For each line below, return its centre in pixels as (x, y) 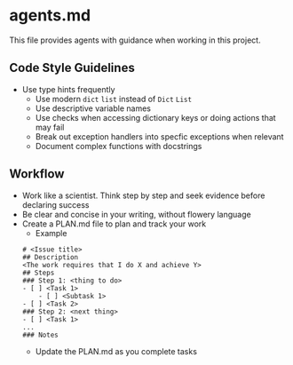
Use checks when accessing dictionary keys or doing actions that (156, 117)
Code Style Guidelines (72, 68)
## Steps (38, 273)
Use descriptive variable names (93, 108)
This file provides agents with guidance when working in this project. (135, 40)
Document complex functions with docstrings (119, 146)
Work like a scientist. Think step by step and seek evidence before (143, 195)
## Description (50, 257)
